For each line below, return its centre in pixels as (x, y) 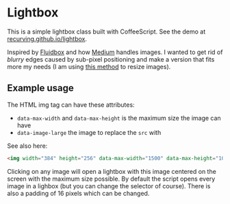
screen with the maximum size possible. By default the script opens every (111, 179)
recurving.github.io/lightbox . (47, 38)
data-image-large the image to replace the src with (89, 132)
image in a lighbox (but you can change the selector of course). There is (109, 186)
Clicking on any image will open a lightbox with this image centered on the (112, 171)
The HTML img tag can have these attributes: (71, 105)
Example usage (40, 88)
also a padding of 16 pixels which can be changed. (78, 193)
